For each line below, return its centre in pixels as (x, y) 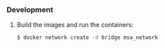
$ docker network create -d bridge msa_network (87, 38)
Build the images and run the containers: (75, 25)
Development (30, 10)
